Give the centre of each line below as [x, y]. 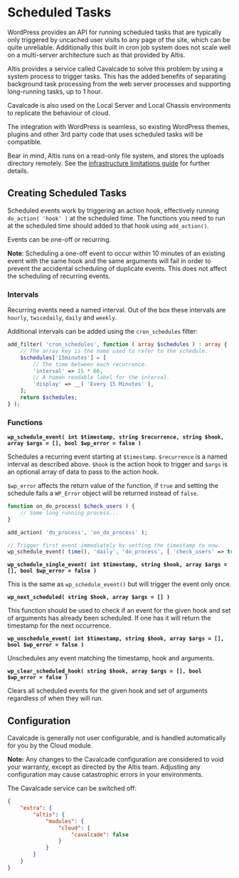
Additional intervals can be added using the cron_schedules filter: [102, 332]
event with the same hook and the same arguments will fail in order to [109, 260]
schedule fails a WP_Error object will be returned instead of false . [103, 494]
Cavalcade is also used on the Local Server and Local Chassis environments [119, 105]
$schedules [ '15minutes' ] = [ [63, 357]
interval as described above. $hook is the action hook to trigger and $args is [117, 464]
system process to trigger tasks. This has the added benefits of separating [117, 76]
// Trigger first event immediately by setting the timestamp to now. [114, 545]
